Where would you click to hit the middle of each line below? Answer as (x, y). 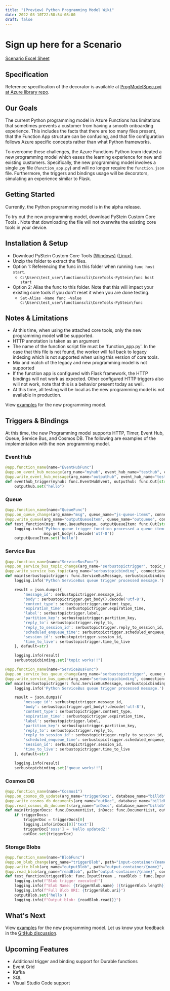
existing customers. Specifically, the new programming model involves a (80, 162)
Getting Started (30, 195)
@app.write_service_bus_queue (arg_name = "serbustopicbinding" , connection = (86, 679)
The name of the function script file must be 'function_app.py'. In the (84, 347)
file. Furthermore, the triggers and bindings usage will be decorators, (77, 173)
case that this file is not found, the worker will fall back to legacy (79, 352)
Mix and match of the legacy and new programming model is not (80, 363)
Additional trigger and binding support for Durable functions (75, 962)
